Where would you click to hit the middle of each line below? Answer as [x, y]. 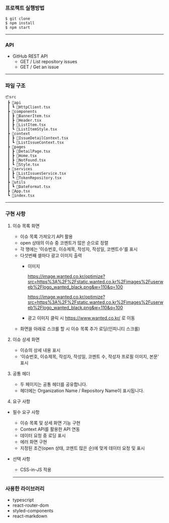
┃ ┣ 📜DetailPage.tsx [29, 151]
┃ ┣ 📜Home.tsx [22, 156]
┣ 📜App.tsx [19, 191]
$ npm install [20, 23]
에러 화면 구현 [33, 442]
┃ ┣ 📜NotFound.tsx [27, 160]
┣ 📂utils [17, 182]
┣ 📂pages [17, 147]
